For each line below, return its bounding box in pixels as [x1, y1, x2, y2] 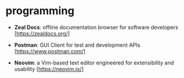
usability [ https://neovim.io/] [14, 65, 84, 72]
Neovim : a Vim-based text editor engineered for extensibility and [14, 59, 174, 66]
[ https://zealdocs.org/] [14, 30, 70, 37]
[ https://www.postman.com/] [14, 47, 86, 54]
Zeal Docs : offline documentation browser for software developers [14, 24, 179, 31]
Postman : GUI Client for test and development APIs [14, 41, 141, 48]
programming [5, 4, 75, 18]
